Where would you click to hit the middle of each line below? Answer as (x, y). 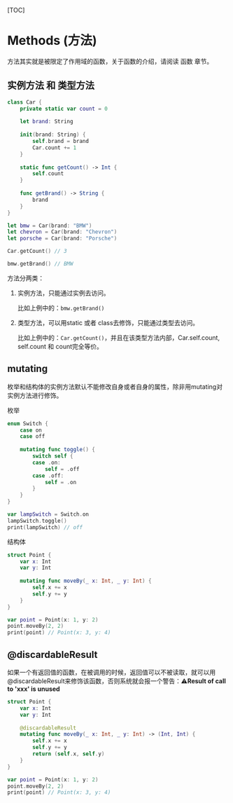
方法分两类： (26, 278)
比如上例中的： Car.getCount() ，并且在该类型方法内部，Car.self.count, (119, 337)
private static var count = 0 (64, 109)
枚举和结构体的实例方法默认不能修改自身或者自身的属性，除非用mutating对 (115, 386)
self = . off (62, 469)
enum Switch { (28, 423)
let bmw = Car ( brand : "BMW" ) (50, 226)
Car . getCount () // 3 (37, 252)
